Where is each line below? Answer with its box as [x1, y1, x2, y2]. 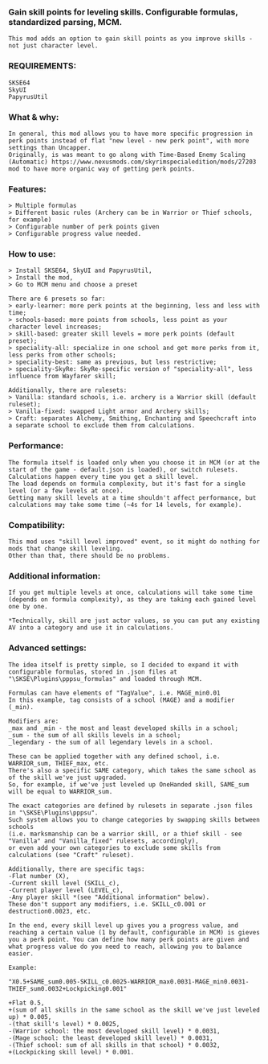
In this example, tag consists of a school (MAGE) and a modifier [8, 695, 235, 704]
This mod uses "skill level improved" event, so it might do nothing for [8, 538, 261, 546]
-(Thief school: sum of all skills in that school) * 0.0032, [8, 1041, 221, 1049]
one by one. [8, 603, 48, 611]
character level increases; [8, 323, 103, 332]
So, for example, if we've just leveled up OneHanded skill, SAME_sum [8, 780, 250, 789]
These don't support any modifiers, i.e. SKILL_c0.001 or [8, 900, 206, 908]
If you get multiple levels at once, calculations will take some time [8, 588, 253, 597]
